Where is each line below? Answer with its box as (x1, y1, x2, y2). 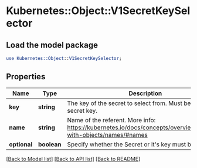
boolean (38, 140, 62, 148)
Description (128, 89, 162, 98)
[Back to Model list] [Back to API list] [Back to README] (6, 155, 141, 162)
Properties (6, 72, 46, 82)
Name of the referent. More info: (67, 116, 156, 124)
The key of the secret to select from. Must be (67, 99, 191, 107)
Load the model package (6, 40, 98, 50)
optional (9, 140, 33, 148)
